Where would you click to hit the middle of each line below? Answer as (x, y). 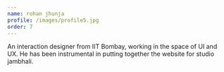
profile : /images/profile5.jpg (53, 20)
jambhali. (20, 62)
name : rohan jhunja (36, 14)
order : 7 (20, 27)
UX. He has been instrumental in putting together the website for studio (111, 54)
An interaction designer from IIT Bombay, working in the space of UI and (112, 47)
